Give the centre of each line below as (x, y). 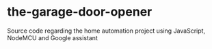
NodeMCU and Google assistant (52, 37)
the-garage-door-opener (80, 12)
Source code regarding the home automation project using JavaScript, (106, 31)
